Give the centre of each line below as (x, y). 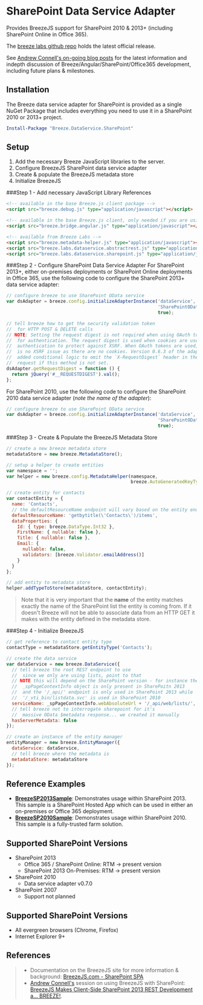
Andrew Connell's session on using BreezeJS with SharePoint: (108, 983)
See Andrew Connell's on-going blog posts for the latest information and (97, 58)
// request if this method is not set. (58, 363)
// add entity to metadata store (48, 582)
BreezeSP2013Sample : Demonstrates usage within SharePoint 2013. (101, 799)
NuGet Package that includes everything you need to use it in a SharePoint (99, 111)
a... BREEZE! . (46, 996)
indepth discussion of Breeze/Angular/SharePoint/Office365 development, (99, 64)
